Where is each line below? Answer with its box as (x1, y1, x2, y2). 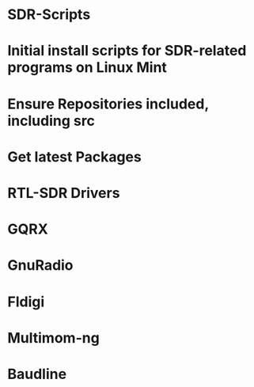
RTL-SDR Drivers (7, 184, 120, 202)
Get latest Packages (7, 148, 142, 165)
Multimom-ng (7, 328, 100, 347)
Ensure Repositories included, (7, 95, 209, 112)
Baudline (7, 365, 67, 383)
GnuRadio (7, 256, 74, 275)
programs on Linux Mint (7, 59, 168, 77)
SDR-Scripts (7, 6, 91, 24)
